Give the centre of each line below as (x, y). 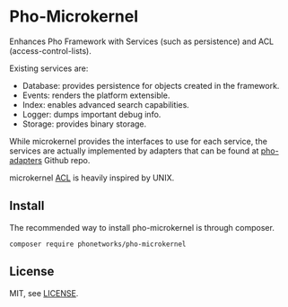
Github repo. (67, 160)
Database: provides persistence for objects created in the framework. (151, 85)
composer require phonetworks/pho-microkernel (98, 244)
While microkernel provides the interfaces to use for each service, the (138, 141)
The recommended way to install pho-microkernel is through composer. (142, 227)
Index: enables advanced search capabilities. (106, 104)
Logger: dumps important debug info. (92, 114)
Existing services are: (49, 68)
